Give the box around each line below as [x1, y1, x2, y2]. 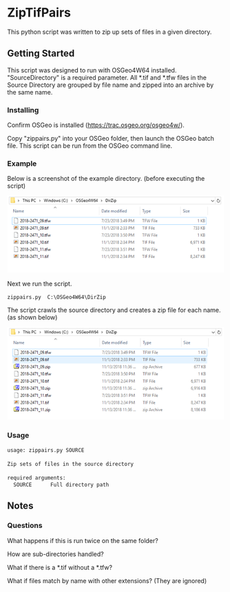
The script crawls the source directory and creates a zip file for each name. [7, 306, 222, 315]
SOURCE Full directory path [13, 481, 109, 488]
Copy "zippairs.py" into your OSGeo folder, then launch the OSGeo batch [7, 135, 215, 143]
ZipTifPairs [7, 5, 71, 21]
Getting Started [7, 48, 75, 59]
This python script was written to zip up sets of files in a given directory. [7, 28, 212, 36]
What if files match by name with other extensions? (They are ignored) [7, 576, 207, 584]
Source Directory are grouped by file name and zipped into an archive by [7, 81, 214, 89]
